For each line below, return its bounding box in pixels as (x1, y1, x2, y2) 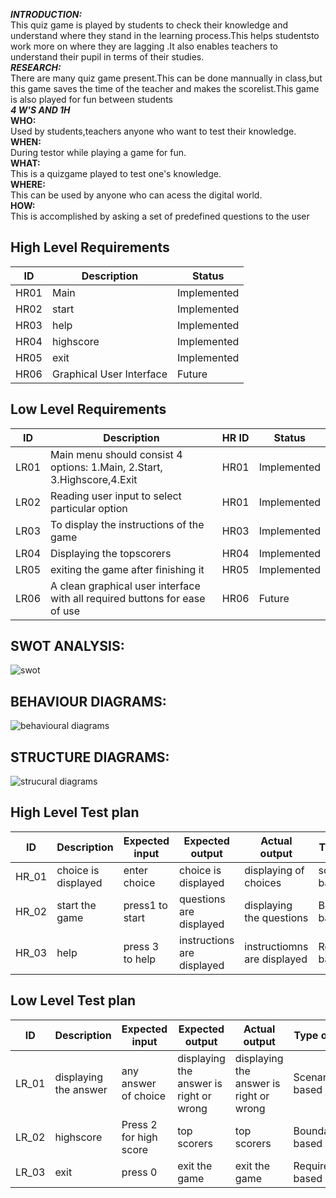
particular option (50, 501, 128, 515)
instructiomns (244, 939, 309, 953)
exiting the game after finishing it (50, 562, 205, 576)
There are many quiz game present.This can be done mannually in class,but (10, 72, 323, 84)
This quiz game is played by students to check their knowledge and (10, 19, 289, 31)
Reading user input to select (50, 489, 182, 503)
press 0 (121, 1165, 158, 1179)
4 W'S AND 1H (10, 104, 71, 116)
